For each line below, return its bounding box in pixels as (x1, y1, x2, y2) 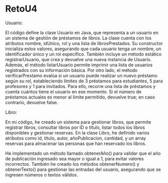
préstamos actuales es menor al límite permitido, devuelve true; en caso (5, 94, 155, 100)
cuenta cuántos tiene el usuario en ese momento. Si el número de (5, 88, 142, 95)
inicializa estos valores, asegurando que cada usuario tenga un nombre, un (5, 45, 161, 52)
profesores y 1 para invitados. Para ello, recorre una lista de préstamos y (5, 83, 156, 89)
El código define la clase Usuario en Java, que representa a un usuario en (5, 29, 159, 35)
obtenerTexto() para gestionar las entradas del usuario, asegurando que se (5, 166, 161, 172)
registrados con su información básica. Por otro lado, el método (5, 67, 138, 73)
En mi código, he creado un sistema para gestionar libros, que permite (5, 119, 151, 125)
